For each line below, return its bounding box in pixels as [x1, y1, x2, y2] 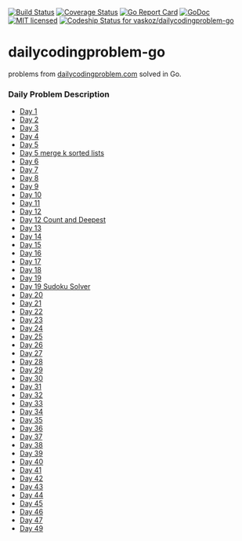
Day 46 [19, 507, 44, 517]
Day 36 [19, 424, 43, 433]
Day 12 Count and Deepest [19, 215, 106, 225]
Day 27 [19, 349, 43, 358]
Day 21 [19, 298, 42, 308]
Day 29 [19, 365, 43, 375]
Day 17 [19, 257, 42, 266]
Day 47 [19, 515, 43, 525]
